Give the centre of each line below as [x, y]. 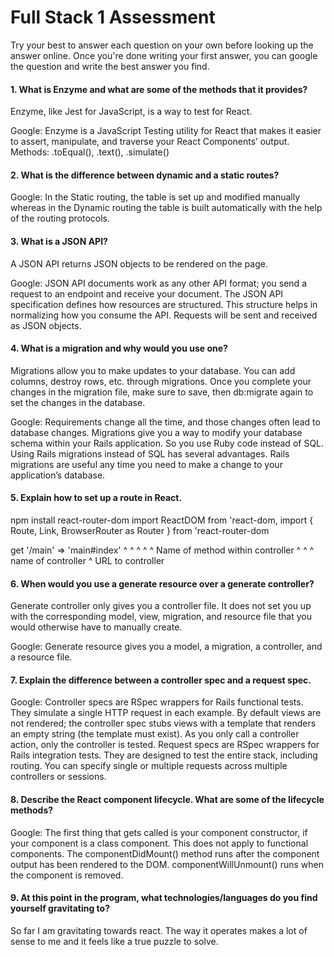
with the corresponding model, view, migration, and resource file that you [161, 617]
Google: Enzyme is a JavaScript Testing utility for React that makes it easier [166, 131]
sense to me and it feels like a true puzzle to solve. [114, 941]
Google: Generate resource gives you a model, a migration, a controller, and [166, 647]
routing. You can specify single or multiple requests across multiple [149, 766]
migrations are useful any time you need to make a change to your [146, 464]
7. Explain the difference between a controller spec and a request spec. [161, 680]
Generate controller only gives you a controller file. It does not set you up [161, 606]
